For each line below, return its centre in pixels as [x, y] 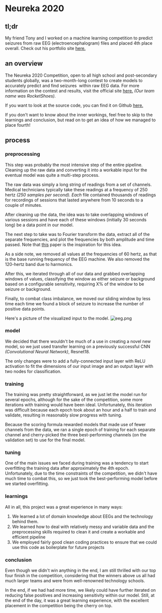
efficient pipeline [29, 537]
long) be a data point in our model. [39, 225]
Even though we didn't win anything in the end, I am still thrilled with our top [81, 570]
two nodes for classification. [33, 371]
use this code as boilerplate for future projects [58, 547]
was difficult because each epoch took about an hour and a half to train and [81, 410]
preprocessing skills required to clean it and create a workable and [78, 531]
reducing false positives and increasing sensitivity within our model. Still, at [80, 595]
